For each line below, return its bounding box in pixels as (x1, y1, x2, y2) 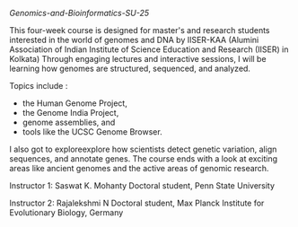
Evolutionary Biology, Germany (9, 207, 124, 218)
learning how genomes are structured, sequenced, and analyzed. (9, 63, 251, 74)
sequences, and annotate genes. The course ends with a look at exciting (9, 153, 278, 164)
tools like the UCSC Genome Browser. (22, 127, 163, 137)
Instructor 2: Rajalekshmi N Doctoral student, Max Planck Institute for (9, 197, 265, 208)
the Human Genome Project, (22, 98, 127, 109)
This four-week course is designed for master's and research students (9, 25, 270, 35)
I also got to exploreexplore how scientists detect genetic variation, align (9, 144, 277, 154)
